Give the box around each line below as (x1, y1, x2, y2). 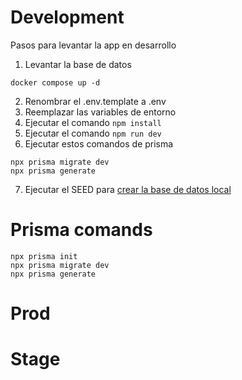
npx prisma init (10, 251, 78, 261)
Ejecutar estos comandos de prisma (24, 137, 174, 150)
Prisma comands (10, 219, 153, 241)
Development (10, 6, 125, 29)
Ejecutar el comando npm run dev (24, 127, 162, 139)
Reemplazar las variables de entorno (24, 106, 177, 118)
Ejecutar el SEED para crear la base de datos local (24, 183, 232, 195)
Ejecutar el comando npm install (24, 116, 162, 128)
